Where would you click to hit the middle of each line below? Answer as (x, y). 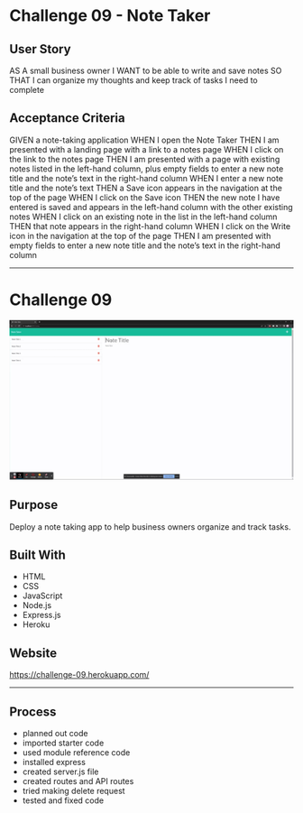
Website (33, 653)
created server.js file (60, 771)
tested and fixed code (63, 800)
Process (33, 711)
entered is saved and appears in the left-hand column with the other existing (151, 207)
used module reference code (76, 753)
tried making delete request (73, 791)
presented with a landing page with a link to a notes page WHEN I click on (147, 149)
